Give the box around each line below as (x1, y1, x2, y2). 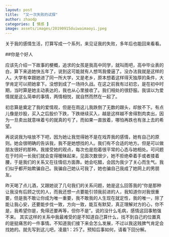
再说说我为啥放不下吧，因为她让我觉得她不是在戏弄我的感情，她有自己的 (5, 134, 155, 140)
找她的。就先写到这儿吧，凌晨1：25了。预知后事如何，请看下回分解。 (5, 226, 149, 232)
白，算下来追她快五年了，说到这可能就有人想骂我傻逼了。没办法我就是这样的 (5, 69, 164, 75)
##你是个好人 (5, 51, 33, 57)
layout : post (5, 7, 33, 13)
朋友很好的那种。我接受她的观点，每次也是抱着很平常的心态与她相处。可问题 (5, 147, 164, 153)
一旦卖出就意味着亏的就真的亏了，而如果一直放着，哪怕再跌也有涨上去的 (9, 117, 159, 123)
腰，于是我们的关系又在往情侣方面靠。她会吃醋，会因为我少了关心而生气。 (5, 159, 159, 165)
